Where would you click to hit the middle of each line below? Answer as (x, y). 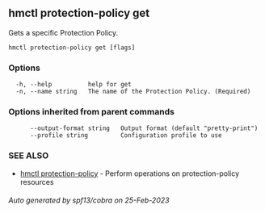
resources (37, 182)
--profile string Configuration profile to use (126, 136)
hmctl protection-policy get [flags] (72, 48)
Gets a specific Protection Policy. (63, 32)
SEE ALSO (29, 156)
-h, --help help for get (74, 85)
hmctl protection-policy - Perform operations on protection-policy (130, 173)
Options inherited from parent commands (92, 112)
